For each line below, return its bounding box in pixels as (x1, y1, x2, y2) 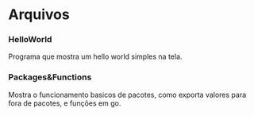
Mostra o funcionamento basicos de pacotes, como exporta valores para (8, 90, 247, 99)
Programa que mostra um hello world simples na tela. (8, 52, 183, 61)
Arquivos (8, 6, 70, 24)
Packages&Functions (8, 72, 92, 83)
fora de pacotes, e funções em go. (8, 98, 121, 108)
